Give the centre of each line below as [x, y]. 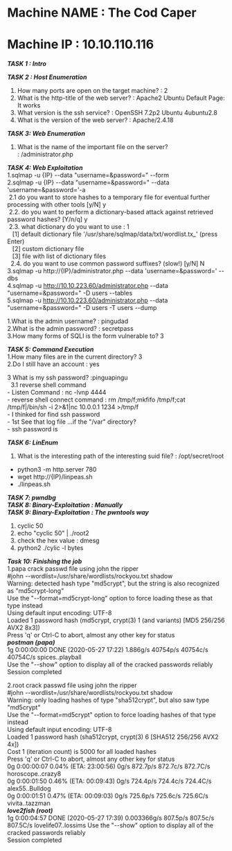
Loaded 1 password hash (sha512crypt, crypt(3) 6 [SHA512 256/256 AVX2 [113, 737]
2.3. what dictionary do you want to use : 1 [69, 227]
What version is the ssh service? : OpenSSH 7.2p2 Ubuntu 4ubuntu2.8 [117, 113]
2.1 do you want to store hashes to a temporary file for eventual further [109, 197]
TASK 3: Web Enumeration [46, 134]
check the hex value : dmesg [58, 541]
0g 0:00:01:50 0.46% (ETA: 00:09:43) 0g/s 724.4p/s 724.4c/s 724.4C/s [109, 781]
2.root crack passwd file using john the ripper [72, 685]
